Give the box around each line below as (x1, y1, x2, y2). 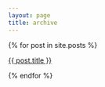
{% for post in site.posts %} (8, 40, 98, 49)
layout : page (8, 11, 51, 20)
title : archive (8, 19, 58, 27)
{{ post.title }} (8, 56, 52, 65)
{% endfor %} (8, 71, 53, 80)
